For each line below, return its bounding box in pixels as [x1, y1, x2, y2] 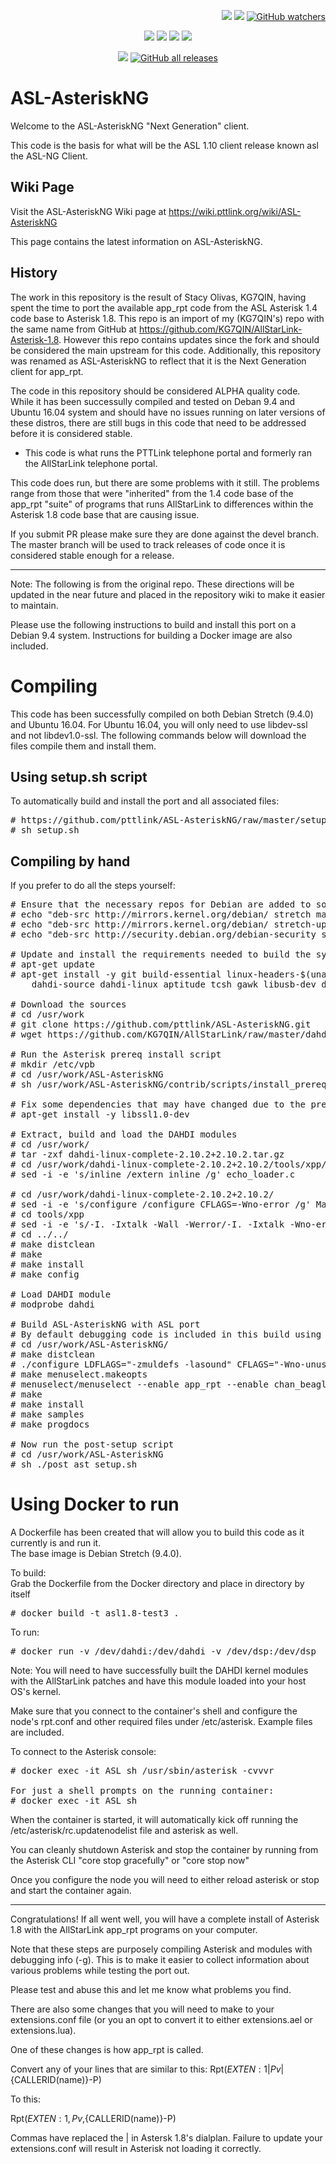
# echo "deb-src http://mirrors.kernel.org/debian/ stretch [10, 909, 312, 920]
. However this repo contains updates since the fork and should [58, 333, 320, 345]
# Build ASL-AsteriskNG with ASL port [10, 1319, 201, 1330]
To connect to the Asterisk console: [10, 1746, 157, 1758]
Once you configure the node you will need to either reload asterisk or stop [10, 1874, 320, 1886]
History [10, 265, 58, 282]
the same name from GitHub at [10, 323, 137, 335]
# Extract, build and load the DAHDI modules [10, 1129, 238, 1140]
